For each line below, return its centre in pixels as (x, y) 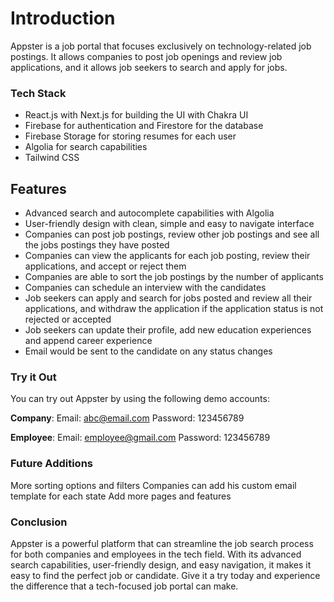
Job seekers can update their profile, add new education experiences (168, 330)
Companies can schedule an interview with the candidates (145, 288)
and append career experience (88, 341)
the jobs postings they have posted (97, 245)
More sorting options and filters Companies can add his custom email (153, 485)
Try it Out (33, 377)
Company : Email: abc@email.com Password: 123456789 (127, 418)
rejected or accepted (68, 319)
